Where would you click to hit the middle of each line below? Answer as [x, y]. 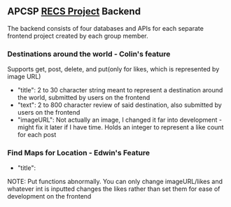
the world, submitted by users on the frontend [84, 98]
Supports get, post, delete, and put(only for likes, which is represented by [113, 69]
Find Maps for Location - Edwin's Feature [79, 153]
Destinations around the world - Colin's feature [89, 54]
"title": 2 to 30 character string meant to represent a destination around [120, 90]
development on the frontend [49, 197]
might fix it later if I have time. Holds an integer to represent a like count [120, 127]
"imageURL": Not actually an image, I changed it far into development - [120, 120]
